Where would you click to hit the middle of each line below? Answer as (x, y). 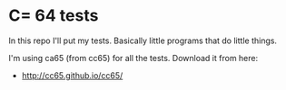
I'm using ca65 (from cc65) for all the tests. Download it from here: (133, 58)
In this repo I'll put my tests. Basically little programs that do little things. (143, 40)
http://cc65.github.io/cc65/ (72, 75)
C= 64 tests (54, 16)
